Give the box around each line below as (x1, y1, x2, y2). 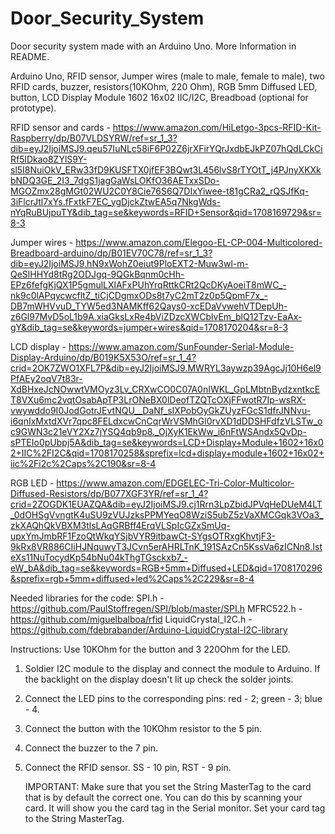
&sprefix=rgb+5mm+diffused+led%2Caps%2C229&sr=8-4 (10, 572, 255, 584)
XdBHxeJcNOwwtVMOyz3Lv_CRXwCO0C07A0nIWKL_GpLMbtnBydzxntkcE (10, 383, 321, 395)
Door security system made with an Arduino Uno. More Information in (10, 40, 297, 52)
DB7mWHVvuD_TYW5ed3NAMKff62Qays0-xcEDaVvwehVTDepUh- (10, 300, 288, 312)
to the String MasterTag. (24, 812, 125, 824)
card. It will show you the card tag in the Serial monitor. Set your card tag (24, 802, 326, 814)
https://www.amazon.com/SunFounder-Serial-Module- (68, 340, 295, 352)
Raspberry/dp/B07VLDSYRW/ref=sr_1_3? (10, 132, 178, 144)
